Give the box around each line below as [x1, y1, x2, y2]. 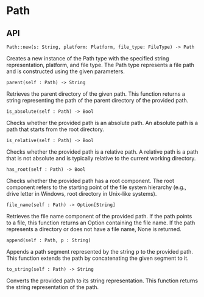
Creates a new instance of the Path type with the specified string [6, 55, 169, 62]
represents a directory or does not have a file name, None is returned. [6, 226, 181, 232]
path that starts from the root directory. [6, 126, 105, 133]
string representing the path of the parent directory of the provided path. [6, 97, 189, 104]
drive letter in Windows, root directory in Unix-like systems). [6, 190, 157, 197]
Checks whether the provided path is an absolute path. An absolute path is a [6, 120, 199, 126]
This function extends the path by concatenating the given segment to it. [6, 254, 189, 262]
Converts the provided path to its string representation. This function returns [6, 277, 199, 284]
